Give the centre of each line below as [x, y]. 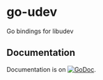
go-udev [32, 12]
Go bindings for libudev [40, 31]
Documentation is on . [51, 69]
